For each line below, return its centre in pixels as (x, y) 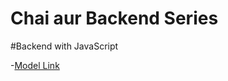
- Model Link (35, 65)
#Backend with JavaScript (64, 46)
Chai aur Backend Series (114, 18)
